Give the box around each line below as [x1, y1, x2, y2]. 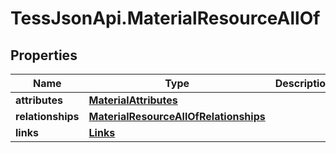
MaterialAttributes [88, 93, 178, 107]
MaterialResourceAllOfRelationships [88, 110, 266, 123]
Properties [10, 47, 78, 64]
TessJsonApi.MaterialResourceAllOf [10, 7, 321, 30]
